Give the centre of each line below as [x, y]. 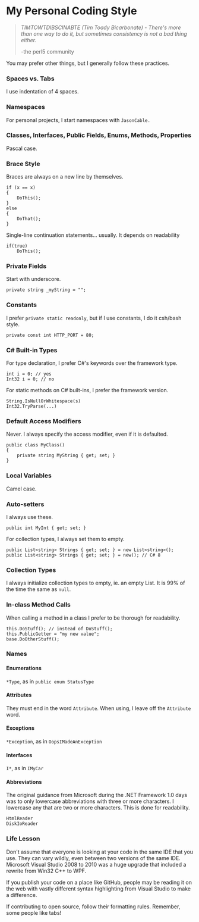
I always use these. [30, 517]
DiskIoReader [22, 824]
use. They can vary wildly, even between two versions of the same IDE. [94, 858]
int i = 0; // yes [29, 374]
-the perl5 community [47, 51]
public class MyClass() [36, 445]
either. [29, 40]
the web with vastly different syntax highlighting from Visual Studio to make [99, 889]
